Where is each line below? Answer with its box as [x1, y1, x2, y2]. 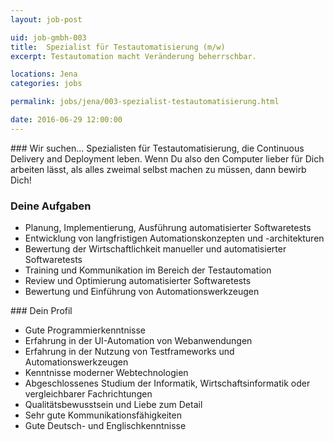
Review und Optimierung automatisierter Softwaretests [24, 275, 252, 287]
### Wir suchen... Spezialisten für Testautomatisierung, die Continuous [10, 142, 305, 154]
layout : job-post [10, 14, 83, 25]
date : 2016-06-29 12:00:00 [10, 115, 123, 125]
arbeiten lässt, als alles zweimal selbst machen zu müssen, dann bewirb [10, 163, 307, 175]
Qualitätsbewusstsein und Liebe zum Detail [24, 399, 203, 411]
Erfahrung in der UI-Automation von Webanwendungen [24, 335, 253, 347]
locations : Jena [10, 69, 78, 80]
